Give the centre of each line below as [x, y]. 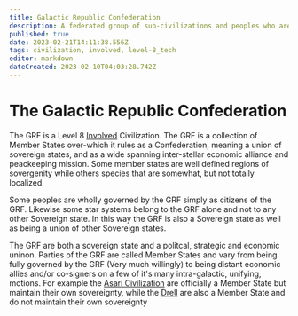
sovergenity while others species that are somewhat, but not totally [132, 173]
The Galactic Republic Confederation [148, 111]
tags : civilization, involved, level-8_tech [93, 51]
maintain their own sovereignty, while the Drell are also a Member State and [147, 292]
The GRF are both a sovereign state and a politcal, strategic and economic [145, 245]
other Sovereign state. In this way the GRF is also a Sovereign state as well [145, 218]
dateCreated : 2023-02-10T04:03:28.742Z [83, 67]
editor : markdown [41, 59]
